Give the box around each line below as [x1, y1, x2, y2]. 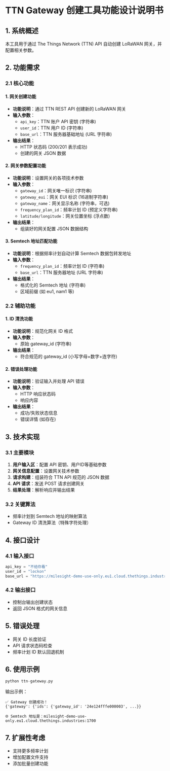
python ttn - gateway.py [5, 679, 53, 684]
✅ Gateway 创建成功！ [5, 699, 48, 705]
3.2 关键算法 [5, 501, 36, 508]
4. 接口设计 [5, 536, 40, 544]
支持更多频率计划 [12, 748, 49, 754]
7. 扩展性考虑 [5, 733, 46, 742]
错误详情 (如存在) [20, 416, 56, 423]
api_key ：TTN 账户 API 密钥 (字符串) [20, 118, 96, 124]
